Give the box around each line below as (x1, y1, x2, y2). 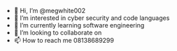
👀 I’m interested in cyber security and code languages (13, 14, 170, 22)
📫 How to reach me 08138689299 (13, 37, 114, 44)
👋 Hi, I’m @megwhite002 (13, 7, 86, 14)
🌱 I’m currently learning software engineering (13, 21, 145, 29)
